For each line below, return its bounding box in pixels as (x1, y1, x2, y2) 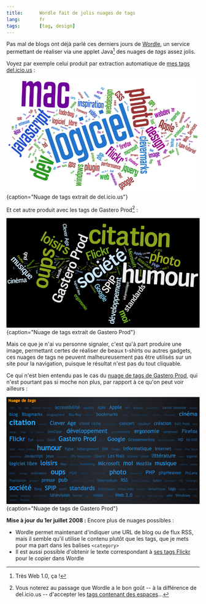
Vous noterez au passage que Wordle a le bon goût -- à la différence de (15, 584, 197, 591)
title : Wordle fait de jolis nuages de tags (6, 10, 136, 16)
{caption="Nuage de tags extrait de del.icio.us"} (6, 193, 128, 201)
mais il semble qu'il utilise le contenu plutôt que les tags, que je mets (15, 535, 189, 542)
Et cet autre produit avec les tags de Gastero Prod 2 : (6, 205, 139, 213)
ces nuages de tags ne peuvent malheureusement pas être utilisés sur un (6, 353, 192, 361)
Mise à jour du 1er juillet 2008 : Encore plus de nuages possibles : (6, 516, 175, 524)
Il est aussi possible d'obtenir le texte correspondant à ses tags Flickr (15, 548, 191, 555)
